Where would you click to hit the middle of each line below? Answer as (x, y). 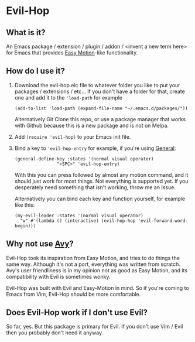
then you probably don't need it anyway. (55, 333)
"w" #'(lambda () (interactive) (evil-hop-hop (78, 221)
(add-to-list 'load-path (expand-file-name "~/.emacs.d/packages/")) (101, 108)
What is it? (26, 33)
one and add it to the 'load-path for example (69, 97)
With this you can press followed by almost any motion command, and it (101, 175)
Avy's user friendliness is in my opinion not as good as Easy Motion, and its (97, 270)
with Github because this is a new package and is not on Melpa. (91, 125)
